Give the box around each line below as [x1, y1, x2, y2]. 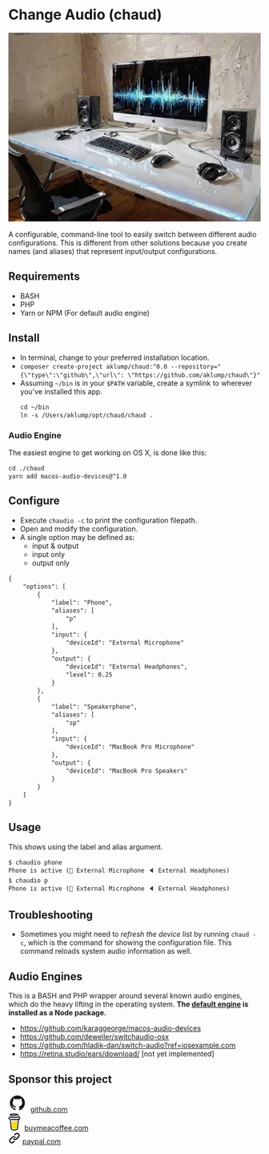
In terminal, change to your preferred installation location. [19, 353, 210, 362]
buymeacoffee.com [23, 1123, 89, 1132]
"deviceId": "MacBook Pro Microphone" [65, 743, 195, 751]
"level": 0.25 [65, 671, 113, 679]
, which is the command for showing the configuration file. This [23, 938, 232, 947]
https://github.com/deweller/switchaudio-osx [19, 1032, 170, 1042]
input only [31, 549, 66, 559]
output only [31, 558, 70, 567]
